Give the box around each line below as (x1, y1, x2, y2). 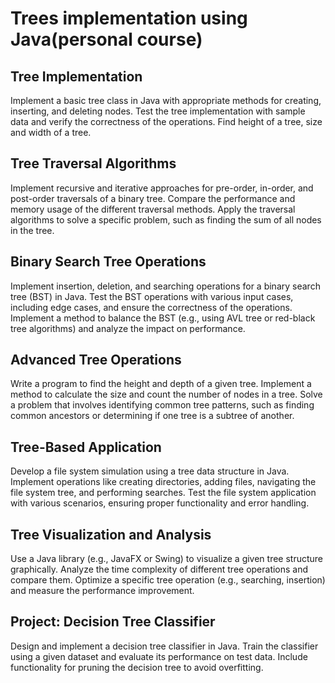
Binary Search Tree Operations (10, 253, 207, 271)
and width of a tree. (10, 127, 92, 138)
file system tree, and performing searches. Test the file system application (10, 487, 317, 499)
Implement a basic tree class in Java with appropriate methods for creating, (10, 95, 322, 106)
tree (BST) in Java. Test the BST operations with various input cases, (10, 290, 294, 302)
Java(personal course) (10, 28, 203, 51)
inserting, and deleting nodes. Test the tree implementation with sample (10, 105, 306, 117)
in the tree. (10, 224, 55, 236)
